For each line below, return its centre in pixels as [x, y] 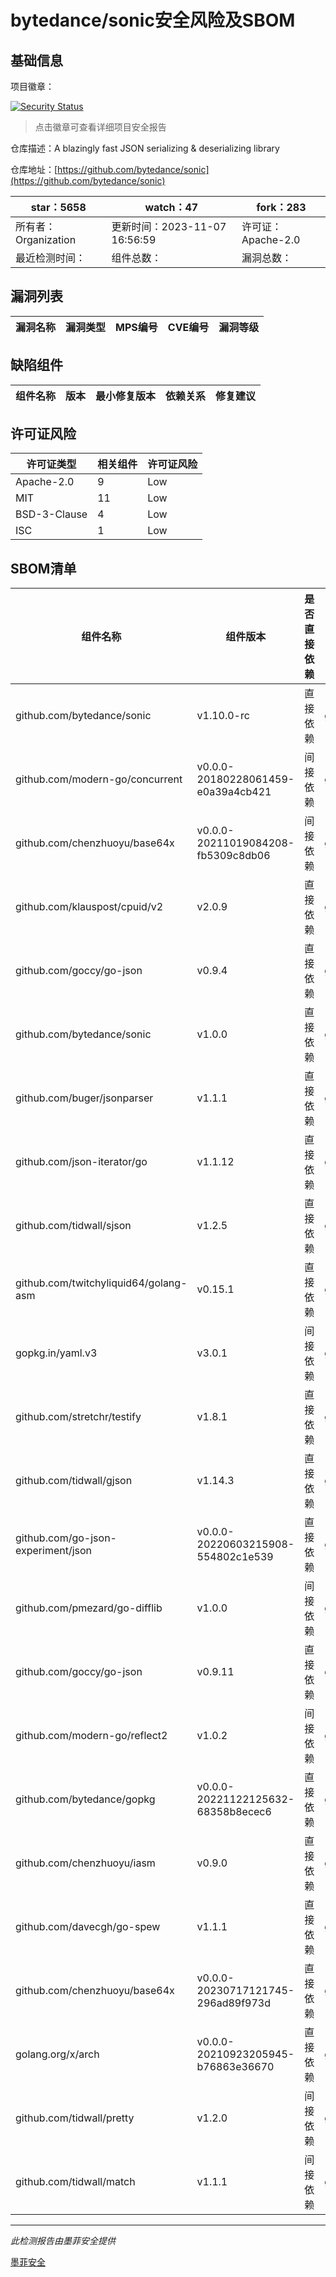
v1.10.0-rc [223, 716]
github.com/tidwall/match [75, 2182]
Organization [46, 239]
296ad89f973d [234, 2003]
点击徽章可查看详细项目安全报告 [100, 127]
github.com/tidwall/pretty [75, 2118]
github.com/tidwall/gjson [74, 1481]
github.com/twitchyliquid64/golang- [101, 1283]
